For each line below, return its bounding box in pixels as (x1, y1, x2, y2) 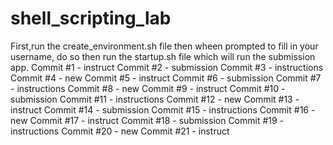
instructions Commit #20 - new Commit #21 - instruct (10, 125, 230, 137)
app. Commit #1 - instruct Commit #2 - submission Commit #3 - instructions (10, 61, 324, 73)
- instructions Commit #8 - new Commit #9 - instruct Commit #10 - (10, 82, 286, 94)
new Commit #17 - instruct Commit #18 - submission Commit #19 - (10, 114, 285, 126)
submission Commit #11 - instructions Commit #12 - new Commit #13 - (10, 93, 300, 105)
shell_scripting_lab (10, 7, 172, 30)
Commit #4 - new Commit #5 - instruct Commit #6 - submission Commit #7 (10, 72, 322, 84)
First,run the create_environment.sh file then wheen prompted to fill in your (10, 40, 319, 52)
